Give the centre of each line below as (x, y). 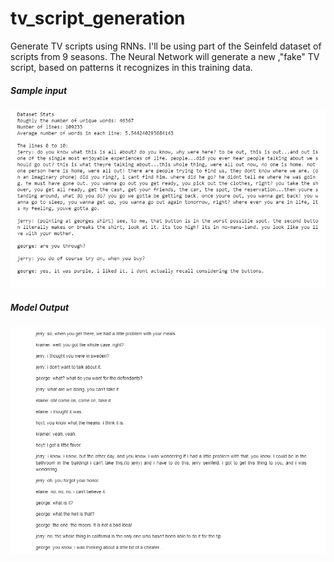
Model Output (40, 307)
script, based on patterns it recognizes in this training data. (131, 67)
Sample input (39, 90)
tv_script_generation (98, 18)
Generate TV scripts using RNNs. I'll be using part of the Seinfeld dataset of (166, 46)
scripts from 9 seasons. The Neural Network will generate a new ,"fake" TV (165, 56)
